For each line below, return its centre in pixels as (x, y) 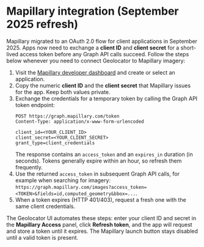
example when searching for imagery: (63, 180)
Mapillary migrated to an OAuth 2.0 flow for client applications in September (102, 41)
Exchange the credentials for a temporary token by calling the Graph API (106, 98)
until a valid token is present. (42, 237)
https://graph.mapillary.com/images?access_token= (81, 187)
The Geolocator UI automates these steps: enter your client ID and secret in (101, 218)
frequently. (29, 167)
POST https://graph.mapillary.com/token (67, 116)
